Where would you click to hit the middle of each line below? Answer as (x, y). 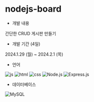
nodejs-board (33, 9)
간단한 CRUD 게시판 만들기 (31, 33)
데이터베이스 (24, 84)
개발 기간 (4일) (26, 44)
